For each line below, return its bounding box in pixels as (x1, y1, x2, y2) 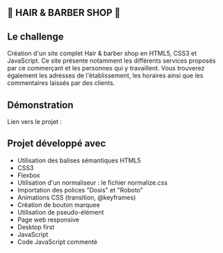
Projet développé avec (7, 137, 106, 150)
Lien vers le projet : (7, 118, 63, 126)
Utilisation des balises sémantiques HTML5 (17, 156, 141, 164)
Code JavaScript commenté (17, 238, 98, 246)
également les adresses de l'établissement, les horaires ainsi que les (7, 71, 204, 80)
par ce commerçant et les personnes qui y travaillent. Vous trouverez (7, 64, 205, 72)
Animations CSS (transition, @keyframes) (17, 193, 136, 201)
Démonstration (7, 99, 74, 111)
